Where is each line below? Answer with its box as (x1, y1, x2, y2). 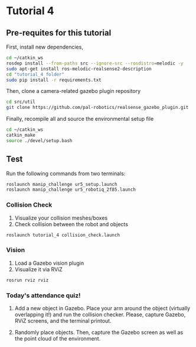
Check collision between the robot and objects (14, 220, 129, 227)
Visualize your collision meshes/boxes (14, 214, 108, 221)
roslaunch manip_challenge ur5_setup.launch (6, 181, 117, 187)
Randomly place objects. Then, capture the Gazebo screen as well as (14, 329, 184, 336)
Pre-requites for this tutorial (6, 28, 112, 38)
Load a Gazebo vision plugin (14, 259, 84, 266)
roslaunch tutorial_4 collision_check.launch (6, 232, 120, 238)
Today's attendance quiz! (6, 291, 81, 300)
